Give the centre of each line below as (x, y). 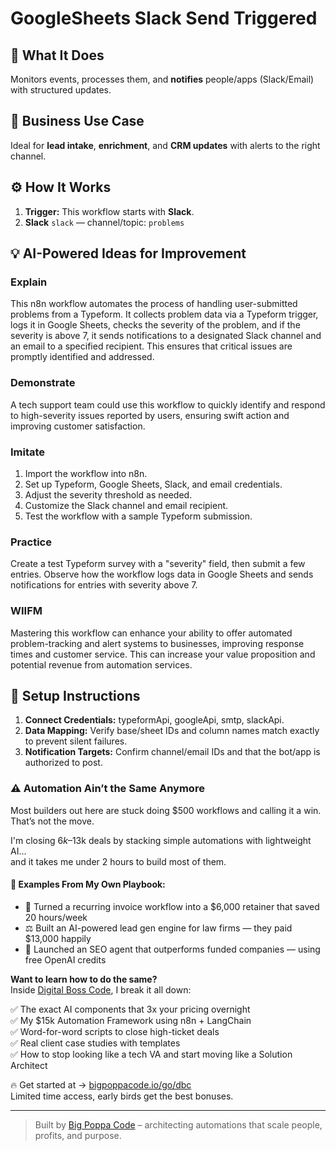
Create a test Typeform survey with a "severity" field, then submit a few (158, 564)
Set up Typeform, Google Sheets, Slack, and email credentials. (153, 484)
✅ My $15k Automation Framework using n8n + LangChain (131, 1020)
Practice (31, 542)
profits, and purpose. (78, 1135)
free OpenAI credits (65, 959)
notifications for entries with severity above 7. (104, 585)
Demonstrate (43, 383)
